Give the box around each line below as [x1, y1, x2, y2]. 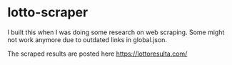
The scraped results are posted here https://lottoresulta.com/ [7, 49, 188, 58]
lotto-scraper [7, 4, 89, 21]
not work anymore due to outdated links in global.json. [7, 35, 168, 44]
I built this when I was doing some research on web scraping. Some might [7, 28, 225, 36]
